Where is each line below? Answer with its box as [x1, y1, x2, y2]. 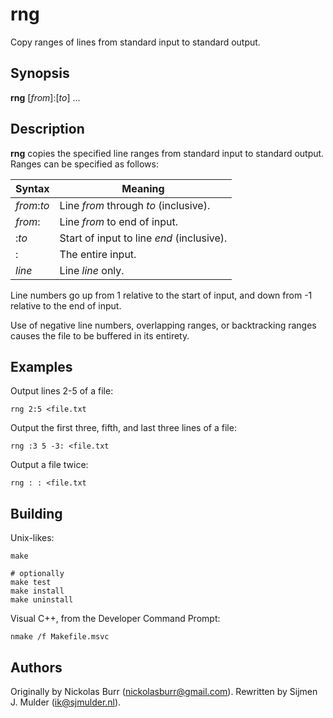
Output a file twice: [10, 459, 89, 471]
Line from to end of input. [59, 214, 179, 228]
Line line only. [59, 263, 125, 277]
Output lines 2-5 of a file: [10, 385, 114, 397]
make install [10, 586, 65, 597]
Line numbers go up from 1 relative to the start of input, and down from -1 [10, 289, 313, 301]
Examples [10, 358, 73, 375]
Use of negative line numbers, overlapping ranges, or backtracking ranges [10, 319, 317, 331]
